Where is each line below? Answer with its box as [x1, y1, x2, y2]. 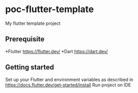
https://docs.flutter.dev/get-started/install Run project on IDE [5, 82, 131, 88]
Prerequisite [5, 35, 45, 43]
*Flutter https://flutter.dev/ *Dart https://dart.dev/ [5, 48, 108, 54]
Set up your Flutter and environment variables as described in [5, 76, 133, 82]
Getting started [5, 63, 54, 72]
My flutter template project [5, 20, 61, 26]
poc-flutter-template [5, 4, 94, 15]
